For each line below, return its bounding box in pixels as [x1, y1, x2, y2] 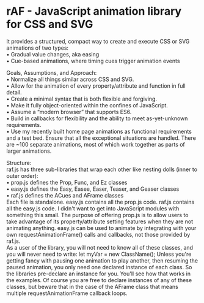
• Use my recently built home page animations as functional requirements [6, 128, 192, 135]
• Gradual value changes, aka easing [6, 50, 100, 58]
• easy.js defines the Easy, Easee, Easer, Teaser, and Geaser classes [6, 185, 180, 193]
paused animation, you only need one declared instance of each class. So [6, 263, 192, 270]
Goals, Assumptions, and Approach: [6, 69, 97, 76]
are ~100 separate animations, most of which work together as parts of [6, 140, 185, 148]
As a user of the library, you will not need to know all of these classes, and [6, 244, 194, 251]
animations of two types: [6, 44, 69, 52]
